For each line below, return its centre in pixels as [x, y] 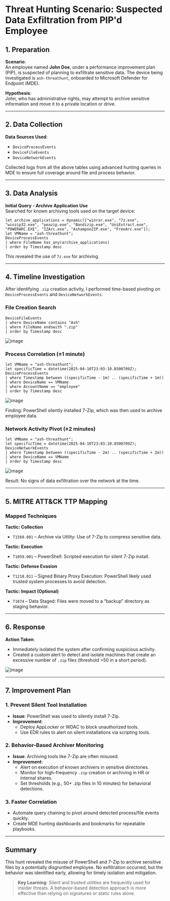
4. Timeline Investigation [45, 277]
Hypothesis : [18, 93]
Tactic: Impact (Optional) [32, 591]
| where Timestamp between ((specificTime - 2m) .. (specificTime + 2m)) [85, 453]
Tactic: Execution [24, 547]
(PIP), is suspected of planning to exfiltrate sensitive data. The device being [84, 73]
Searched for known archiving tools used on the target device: [70, 211]
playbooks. [24, 829]
